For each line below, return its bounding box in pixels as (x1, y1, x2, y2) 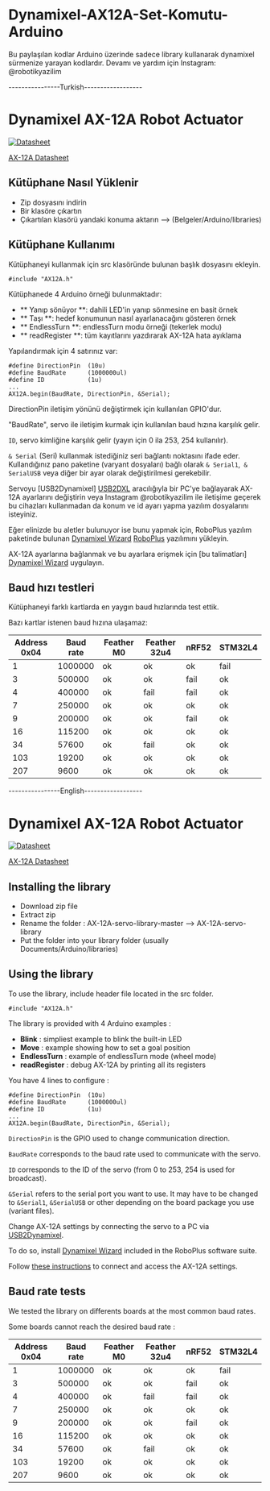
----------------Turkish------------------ (8, 82, 143, 92)
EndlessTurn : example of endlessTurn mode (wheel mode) (19, 1051, 217, 1061)
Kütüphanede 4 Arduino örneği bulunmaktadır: (8, 289, 162, 299)
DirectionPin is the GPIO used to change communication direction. (8, 1133, 231, 1143)
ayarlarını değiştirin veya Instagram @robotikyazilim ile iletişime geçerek (22, 492, 261, 501)
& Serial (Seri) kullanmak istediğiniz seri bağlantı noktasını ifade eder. (8, 451, 240, 460)
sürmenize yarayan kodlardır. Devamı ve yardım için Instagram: (8, 58, 217, 68)
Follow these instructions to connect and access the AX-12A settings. (8, 1261, 239, 1271)
